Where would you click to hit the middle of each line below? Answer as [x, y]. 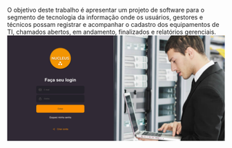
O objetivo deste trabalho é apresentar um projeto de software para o [106, 10]
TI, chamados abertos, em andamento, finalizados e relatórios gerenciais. [112, 32]
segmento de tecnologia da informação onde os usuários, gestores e [105, 17]
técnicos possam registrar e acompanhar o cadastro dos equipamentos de [113, 24]
